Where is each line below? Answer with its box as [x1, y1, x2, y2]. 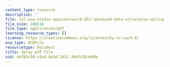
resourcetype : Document [5, 45, 56, 50]
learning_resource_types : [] [5, 31, 67, 36]
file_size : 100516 [5, 21, 44, 27]
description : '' [5, 12, 39, 17]
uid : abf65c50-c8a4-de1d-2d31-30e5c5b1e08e [5, 54, 99, 59]
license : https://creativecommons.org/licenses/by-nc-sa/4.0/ [5, 36, 139, 41]
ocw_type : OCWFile [5, 40, 44, 45]
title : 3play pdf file [5, 49, 53, 54]
